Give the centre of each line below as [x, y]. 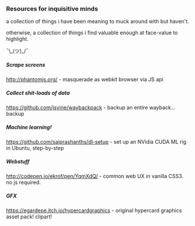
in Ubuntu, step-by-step [35, 148]
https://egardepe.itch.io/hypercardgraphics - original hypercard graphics [94, 211]
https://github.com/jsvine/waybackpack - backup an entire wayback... [91, 107]
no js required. [23, 182]
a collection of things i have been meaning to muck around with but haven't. [97, 22]
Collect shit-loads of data [38, 93]
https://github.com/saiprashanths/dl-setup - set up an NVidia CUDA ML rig [96, 142]
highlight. [17, 39]
